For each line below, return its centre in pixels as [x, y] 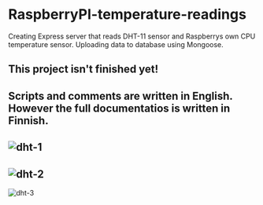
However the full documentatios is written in [119, 108]
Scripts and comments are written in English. [120, 96]
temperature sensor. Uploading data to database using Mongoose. [116, 44]
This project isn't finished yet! [83, 70]
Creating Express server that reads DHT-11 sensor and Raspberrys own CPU [132, 36]
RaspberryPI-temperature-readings [127, 15]
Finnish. [28, 121]
